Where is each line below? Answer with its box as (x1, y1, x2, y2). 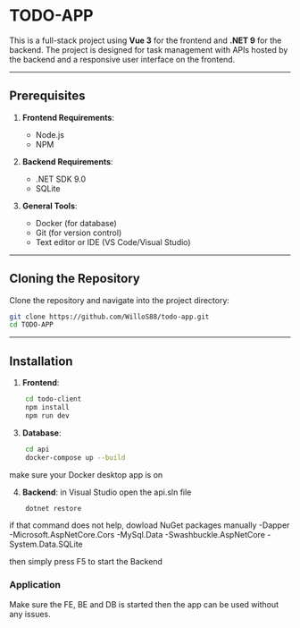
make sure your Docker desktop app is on (9, 469, 163, 479)
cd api (25, 445, 50, 454)
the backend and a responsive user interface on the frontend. (9, 54, 236, 64)
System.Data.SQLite (9, 539, 83, 550)
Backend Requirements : (21, 156, 113, 166)
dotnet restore (25, 504, 82, 513)
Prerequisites (9, 89, 86, 104)
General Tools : (21, 200, 78, 211)
